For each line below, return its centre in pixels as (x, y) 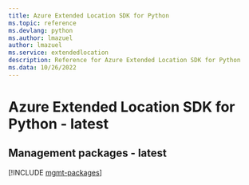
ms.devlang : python (41, 30)
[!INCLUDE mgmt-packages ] (55, 172)
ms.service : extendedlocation (59, 53)
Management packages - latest (88, 154)
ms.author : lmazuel (41, 38)
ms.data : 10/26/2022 (43, 68)
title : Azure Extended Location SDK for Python (89, 16)
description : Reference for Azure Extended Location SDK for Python (125, 61)
